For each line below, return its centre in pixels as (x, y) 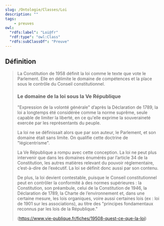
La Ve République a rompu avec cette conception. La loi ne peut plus (87, 152)
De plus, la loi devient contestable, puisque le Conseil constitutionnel (87, 177)
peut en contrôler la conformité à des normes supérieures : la (79, 183)
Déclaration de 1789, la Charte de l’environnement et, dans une (81, 193)
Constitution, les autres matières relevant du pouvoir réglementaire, (85, 163)
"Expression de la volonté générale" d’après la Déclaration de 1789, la (88, 107)
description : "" (22, 14)
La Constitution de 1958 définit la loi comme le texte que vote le (82, 73)
